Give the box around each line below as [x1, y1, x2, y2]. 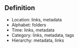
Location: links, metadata [11, 16, 62, 22]
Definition [4, 4, 35, 12]
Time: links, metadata [11, 27, 55, 33]
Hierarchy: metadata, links [11, 37, 64, 43]
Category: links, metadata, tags [11, 32, 75, 38]
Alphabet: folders [11, 22, 47, 28]
